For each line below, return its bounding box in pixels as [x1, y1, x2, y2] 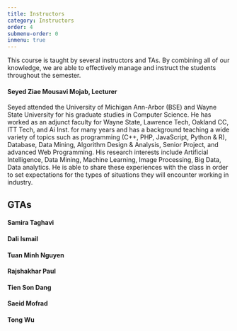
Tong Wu [7, 315, 35, 324]
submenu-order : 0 [7, 30, 59, 37]
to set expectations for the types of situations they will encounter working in [7, 170, 229, 179]
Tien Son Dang [7, 283, 52, 291]
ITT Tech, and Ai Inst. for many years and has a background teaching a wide [7, 125, 230, 134]
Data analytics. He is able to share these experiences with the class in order [7, 163, 229, 172]
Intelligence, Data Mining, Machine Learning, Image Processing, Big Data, [7, 156, 221, 164]
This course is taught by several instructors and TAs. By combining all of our [7, 56, 230, 64]
